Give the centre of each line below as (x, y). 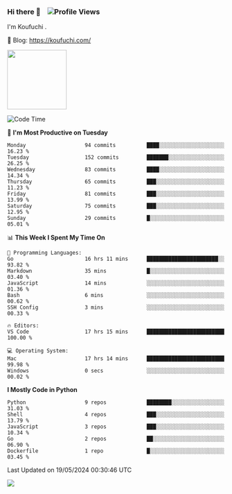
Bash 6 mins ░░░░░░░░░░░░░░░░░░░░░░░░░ (116, 296)
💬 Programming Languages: (44, 253)
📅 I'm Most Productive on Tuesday (58, 133)
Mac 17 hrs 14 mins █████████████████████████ (116, 359)
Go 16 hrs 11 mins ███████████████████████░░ (116, 259)
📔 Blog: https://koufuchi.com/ (49, 40)
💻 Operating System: (38, 351)
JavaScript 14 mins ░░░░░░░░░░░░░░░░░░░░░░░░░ (116, 283)
